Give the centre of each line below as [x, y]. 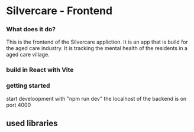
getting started [28, 85]
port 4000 [19, 105]
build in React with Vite [40, 70]
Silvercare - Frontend [59, 11]
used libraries [32, 123]
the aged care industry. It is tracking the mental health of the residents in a [97, 48]
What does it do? [31, 29]
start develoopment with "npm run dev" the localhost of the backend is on [96, 98]
